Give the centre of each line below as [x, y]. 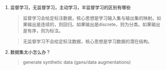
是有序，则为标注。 [43, 31]
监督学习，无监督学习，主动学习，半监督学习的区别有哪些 [70, 7]
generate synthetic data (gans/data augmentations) [77, 62]
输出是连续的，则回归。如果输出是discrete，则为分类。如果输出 [94, 24]
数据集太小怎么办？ [30, 52]
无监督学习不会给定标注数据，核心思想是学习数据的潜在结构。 [88, 41]
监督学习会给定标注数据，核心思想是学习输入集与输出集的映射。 [90, 18]
